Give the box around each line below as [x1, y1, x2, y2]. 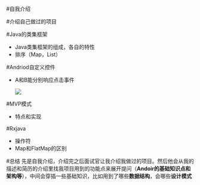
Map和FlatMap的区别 [14, 145, 67, 151]
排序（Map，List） [14, 51, 61, 58]
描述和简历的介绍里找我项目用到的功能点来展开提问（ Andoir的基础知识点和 [6, 165, 191, 172]
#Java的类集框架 [6, 31, 48, 38]
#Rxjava [6, 125, 26, 132]
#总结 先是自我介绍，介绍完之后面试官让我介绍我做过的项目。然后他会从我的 [6, 157, 194, 165]
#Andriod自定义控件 [6, 63, 56, 71]
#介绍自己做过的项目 [6, 18, 57, 25]
